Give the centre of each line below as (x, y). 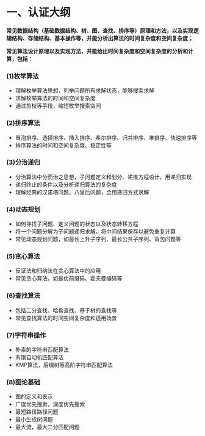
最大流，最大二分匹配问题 (47, 427)
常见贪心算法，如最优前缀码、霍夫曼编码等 (69, 279)
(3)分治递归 (23, 162)
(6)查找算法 (23, 296)
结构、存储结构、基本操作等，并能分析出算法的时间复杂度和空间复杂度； (102, 38)
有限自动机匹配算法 (39, 357)
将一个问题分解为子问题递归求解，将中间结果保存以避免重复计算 (95, 232)
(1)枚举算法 (23, 76)
